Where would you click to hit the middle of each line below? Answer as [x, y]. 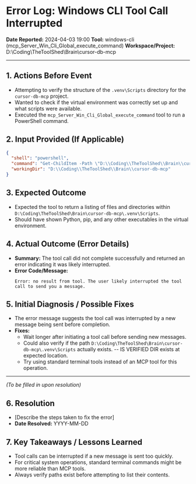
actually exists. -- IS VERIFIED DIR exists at [128, 349]
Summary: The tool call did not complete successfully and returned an [99, 258]
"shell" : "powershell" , [40, 158]
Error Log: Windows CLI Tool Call [87, 11]
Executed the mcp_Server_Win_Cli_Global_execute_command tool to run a [100, 115]
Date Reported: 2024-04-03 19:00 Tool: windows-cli [70, 39]
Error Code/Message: [41, 270]
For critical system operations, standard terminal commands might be [98, 462]
